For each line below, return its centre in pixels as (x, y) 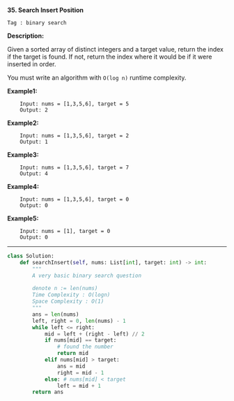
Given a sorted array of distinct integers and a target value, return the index (116, 49)
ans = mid (71, 366)
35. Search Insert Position (46, 10)
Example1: (22, 91)
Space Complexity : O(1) (68, 302)
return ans (48, 392)
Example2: (23, 123)
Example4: (23, 187)
